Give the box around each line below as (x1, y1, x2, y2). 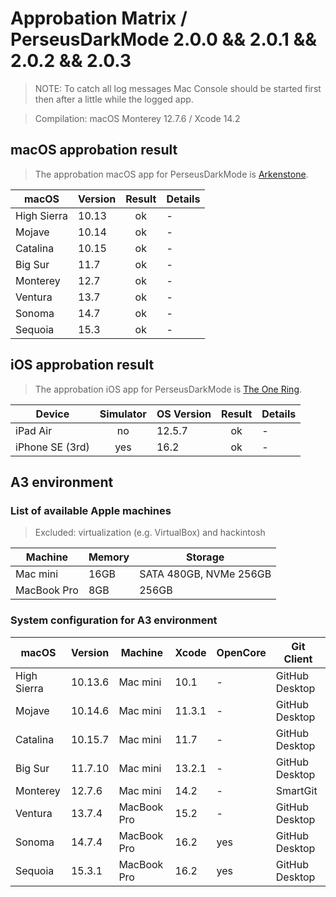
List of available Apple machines (10, 503, 172, 517)
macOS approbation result (10, 142, 178, 159)
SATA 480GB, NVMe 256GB (139, 567, 272, 581)
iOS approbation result (10, 357, 155, 374)
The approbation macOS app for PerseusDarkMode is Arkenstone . (34, 168, 309, 180)
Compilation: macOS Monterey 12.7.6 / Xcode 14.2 (34, 112, 241, 124)
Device (35, 407, 70, 421)
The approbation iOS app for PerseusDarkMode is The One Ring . (34, 383, 303, 395)
